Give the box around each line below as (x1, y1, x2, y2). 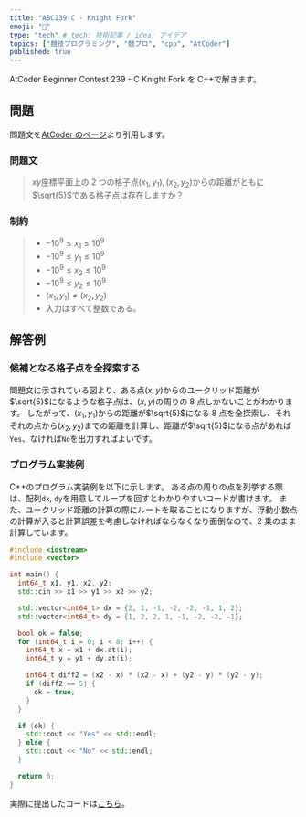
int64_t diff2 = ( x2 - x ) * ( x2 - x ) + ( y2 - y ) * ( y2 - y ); (26, 671, 264, 680)
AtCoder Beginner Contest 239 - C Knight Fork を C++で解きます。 (9, 74, 262, 85)
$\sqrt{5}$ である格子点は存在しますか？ (31, 189, 185, 201)
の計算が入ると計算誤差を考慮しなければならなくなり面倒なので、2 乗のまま (9, 515, 297, 526)
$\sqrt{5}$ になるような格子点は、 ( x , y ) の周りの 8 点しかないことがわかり (9, 395, 285, 407)
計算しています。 (9, 527, 73, 538)
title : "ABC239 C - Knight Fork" (9, 13, 137, 23)
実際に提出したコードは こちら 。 (9, 798, 130, 809)
